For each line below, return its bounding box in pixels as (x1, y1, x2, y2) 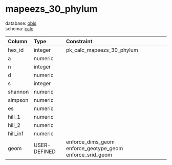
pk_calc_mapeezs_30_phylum (66, 46, 138, 53)
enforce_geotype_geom (66, 144, 123, 152)
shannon (8, 88, 29, 95)
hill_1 (8, 113, 20, 120)
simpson (8, 96, 29, 103)
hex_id (8, 46, 24, 53)
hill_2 (8, 121, 20, 129)
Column (8, 38, 28, 45)
